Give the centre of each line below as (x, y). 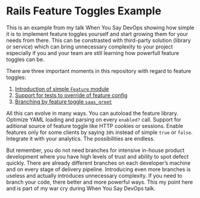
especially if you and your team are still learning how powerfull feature (93, 53)
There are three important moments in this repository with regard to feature (99, 71)
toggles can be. (25, 59)
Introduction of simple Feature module (62, 89)
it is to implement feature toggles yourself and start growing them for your (97, 33)
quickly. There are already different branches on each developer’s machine (99, 163)
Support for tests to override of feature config (71, 95)
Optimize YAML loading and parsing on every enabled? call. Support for (94, 119)
